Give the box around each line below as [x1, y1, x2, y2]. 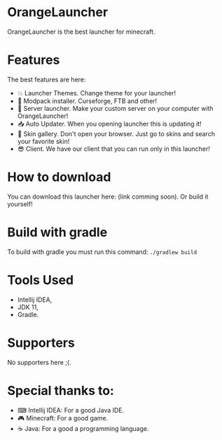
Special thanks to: [7, 382, 114, 399]
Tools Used [7, 272, 74, 288]
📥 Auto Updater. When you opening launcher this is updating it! [17, 119, 202, 128]
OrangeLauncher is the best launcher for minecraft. [7, 27, 155, 36]
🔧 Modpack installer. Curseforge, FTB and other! [17, 96, 158, 105]
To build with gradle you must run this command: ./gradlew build [7, 247, 197, 256]
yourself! [7, 199, 33, 208]
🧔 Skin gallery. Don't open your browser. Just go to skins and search [17, 129, 216, 138]
